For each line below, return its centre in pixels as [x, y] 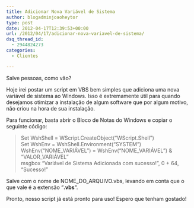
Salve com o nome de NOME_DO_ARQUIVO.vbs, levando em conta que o [96, 181]
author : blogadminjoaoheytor [42, 17]
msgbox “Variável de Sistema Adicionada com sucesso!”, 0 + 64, [100, 163]
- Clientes [25, 56]
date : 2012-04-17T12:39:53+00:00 [47, 28]
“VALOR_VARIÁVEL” [45, 157]
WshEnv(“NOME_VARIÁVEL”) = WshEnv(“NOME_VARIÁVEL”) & [96, 150]
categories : [21, 51]
